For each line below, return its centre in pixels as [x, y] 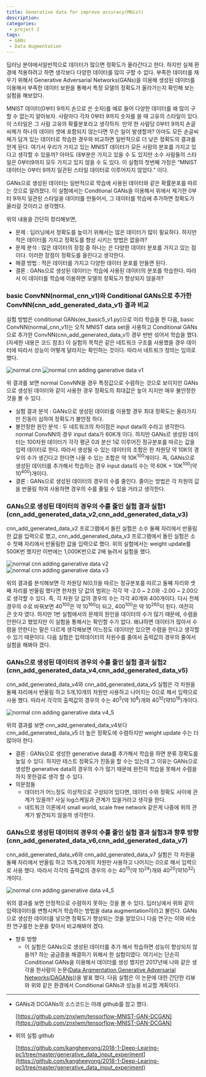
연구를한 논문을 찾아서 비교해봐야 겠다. [59, 926]
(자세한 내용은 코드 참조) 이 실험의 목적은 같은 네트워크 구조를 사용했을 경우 [96, 342]
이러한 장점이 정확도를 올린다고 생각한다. [77, 255]
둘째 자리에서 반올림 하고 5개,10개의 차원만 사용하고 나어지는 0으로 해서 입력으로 [102, 692]
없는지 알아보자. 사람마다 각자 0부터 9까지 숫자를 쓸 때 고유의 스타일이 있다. [109, 116]
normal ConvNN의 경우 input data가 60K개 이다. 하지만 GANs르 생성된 [101, 435]
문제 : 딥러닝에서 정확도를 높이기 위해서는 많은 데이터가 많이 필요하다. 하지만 [106, 232]
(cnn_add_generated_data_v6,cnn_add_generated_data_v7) [97, 840]
